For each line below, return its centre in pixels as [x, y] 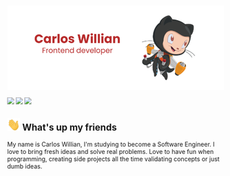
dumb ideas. [25, 166]
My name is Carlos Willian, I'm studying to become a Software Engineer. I [111, 144]
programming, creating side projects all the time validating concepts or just [114, 159]
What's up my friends [69, 127]
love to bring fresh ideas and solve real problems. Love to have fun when [111, 151]
